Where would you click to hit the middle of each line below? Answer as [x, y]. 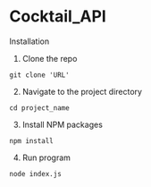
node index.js [36, 174]
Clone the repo [50, 58]
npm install [31, 140]
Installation [29, 41]
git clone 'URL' [39, 75]
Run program [46, 157]
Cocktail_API [58, 17]
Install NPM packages [62, 124]
